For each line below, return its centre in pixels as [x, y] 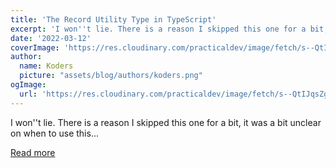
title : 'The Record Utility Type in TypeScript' [113, 19]
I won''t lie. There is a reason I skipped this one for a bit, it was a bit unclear [166, 122]
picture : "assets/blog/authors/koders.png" [111, 76]
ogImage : [28, 85]
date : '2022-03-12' [51, 38]
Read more [33, 152]
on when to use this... [54, 133]
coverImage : [35, 47]
